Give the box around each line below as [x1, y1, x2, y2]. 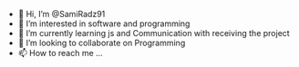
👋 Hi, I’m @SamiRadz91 [17, 9, 106, 19]
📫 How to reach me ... [17, 48, 103, 58]
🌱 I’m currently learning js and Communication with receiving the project [17, 28, 290, 38]
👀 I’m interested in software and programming [17, 18, 191, 29]
